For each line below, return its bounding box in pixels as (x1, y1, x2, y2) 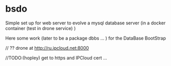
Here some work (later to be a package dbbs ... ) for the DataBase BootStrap (5, 35, 166, 41)
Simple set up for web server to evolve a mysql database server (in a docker (5, 20, 166, 26)
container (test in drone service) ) (5, 25, 76, 31)
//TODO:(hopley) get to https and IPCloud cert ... (5, 54, 107, 61)
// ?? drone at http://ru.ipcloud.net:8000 (5, 45, 89, 51)
